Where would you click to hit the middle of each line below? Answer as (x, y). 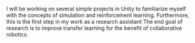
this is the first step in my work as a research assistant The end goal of (94, 21)
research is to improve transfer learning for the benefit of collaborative (94, 28)
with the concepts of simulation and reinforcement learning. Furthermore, (98, 15)
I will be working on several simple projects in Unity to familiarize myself (96, 9)
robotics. (17, 35)
